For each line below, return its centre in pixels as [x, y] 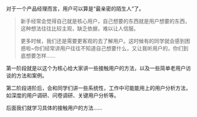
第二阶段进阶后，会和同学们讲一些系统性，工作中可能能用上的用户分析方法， [98, 88]
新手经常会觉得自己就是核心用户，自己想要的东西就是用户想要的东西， [105, 21]
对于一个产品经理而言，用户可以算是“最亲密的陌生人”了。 [75, 9]
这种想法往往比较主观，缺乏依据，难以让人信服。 [79, 29]
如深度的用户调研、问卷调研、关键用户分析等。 [62, 95]
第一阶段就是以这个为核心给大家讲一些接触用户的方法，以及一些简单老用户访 [98, 68]
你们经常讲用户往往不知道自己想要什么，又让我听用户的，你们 [109, 48]
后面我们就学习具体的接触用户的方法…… [54, 108]
